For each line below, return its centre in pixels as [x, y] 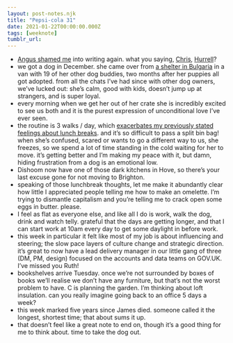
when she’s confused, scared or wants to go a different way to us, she [118, 140]
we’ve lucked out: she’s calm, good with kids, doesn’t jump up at [110, 89]
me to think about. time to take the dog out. [79, 332]
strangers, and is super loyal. [59, 96]
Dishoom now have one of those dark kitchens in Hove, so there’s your [119, 170]
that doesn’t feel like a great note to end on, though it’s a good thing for [119, 325]
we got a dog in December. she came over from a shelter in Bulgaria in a [121, 67]
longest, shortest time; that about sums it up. [81, 317]
